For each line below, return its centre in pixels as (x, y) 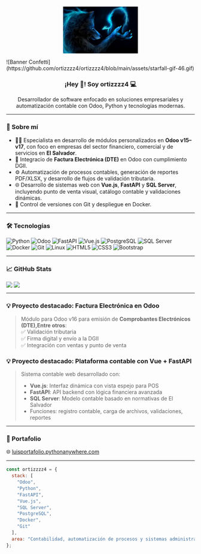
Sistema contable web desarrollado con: (71, 374)
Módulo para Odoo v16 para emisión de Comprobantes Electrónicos (106, 319)
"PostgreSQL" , (34, 514)
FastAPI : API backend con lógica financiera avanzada (96, 392)
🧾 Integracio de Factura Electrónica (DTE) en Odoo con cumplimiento (101, 159)
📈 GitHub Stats (29, 269)
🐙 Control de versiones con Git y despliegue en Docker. (83, 204)
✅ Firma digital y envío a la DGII (60, 338)
